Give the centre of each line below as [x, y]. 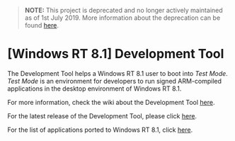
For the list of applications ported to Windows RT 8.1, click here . [100, 130]
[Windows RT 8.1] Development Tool [116, 54]
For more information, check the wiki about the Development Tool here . [111, 102]
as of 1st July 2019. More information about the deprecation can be [122, 18]
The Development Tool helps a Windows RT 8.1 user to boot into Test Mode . [117, 73]
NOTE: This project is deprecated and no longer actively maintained [124, 10]
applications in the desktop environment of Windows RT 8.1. [94, 89]
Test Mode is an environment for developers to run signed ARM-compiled [114, 81]
